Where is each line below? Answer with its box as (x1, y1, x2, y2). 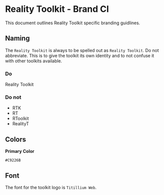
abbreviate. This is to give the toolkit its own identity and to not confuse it (5, 52, 155, 58)
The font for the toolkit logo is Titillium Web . (5, 184, 97, 190)
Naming (5, 34, 30, 43)
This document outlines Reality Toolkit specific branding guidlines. (5, 20, 140, 26)
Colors (5, 135, 26, 144)
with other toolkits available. (5, 58, 62, 64)
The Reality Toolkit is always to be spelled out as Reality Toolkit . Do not (5, 47, 159, 53)
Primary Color (5, 148, 35, 154)
